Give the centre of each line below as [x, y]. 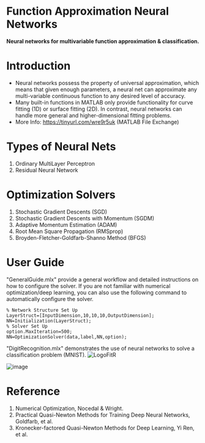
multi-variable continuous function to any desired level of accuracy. [100, 95]
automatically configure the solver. [50, 299]
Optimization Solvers [61, 195]
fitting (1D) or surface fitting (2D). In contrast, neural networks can [99, 109]
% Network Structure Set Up [42, 310]
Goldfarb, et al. [34, 421]
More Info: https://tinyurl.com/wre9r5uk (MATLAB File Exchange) [97, 122]
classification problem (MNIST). [47, 355]
